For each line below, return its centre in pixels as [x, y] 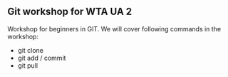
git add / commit [42, 58]
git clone [31, 50]
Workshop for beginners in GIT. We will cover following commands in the [114, 29]
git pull [27, 65]
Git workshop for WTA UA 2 [70, 12]
